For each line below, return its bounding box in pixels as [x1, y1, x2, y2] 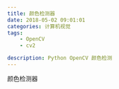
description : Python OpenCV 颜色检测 [7, 55, 113, 62]
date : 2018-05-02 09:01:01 [7, 17, 86, 23]
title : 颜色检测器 [7, 10, 56, 17]
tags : [7, 29, 23, 37]
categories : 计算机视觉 [7, 23, 71, 30]
